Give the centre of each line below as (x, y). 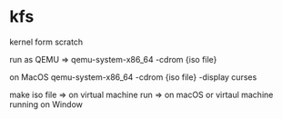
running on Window (46, 104)
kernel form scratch (46, 42)
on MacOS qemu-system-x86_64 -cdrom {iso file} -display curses (133, 77)
